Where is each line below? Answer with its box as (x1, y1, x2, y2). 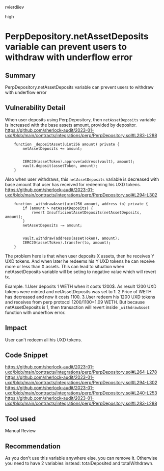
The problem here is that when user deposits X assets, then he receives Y (5, 253, 155, 259)
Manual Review (5, 428, 36, 434)
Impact (5, 324, 27, 332)
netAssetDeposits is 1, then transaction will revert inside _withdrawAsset (5, 304, 150, 310)
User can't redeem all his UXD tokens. (5, 336, 82, 343)
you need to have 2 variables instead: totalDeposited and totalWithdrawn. (5, 460, 154, 466)
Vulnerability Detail (5, 104, 65, 112)
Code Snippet (5, 351, 48, 360)
